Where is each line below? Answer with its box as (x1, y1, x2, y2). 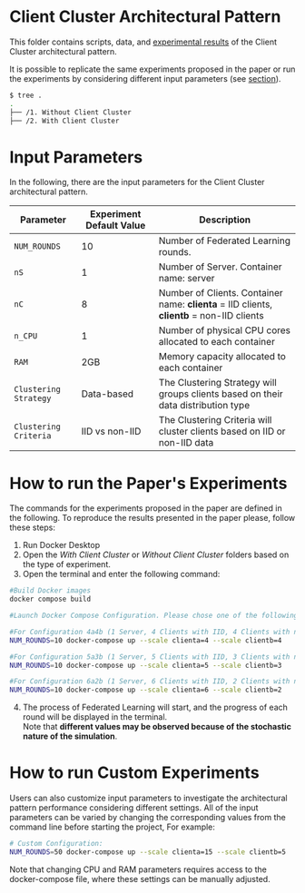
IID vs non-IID (81, 425, 142, 437)
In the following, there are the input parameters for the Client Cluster (9, 177, 265, 188)
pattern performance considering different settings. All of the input (9, 802, 259, 813)
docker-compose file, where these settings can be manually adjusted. (9, 873, 271, 884)
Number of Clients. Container (158, 287, 283, 299)
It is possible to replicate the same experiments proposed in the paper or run (9, 64, 296, 74)
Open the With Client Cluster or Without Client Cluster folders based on (22, 549, 290, 560)
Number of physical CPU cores (158, 324, 290, 337)
